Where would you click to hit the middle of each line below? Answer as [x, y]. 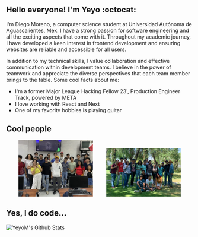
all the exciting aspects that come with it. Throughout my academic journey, [99, 37]
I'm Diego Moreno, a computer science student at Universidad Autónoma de [99, 24]
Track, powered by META [46, 97]
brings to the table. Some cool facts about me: [63, 80]
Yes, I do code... [36, 213]
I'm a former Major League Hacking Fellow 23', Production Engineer [98, 91]
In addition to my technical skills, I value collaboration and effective [88, 61]
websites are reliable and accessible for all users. [66, 49]
